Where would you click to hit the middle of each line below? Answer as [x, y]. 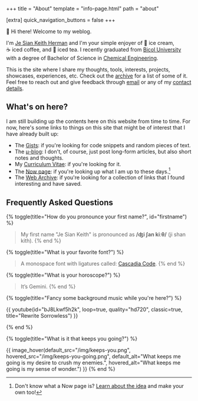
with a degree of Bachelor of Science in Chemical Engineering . [82, 58]
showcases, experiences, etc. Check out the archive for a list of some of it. [97, 76]
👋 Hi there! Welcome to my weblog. [49, 31]
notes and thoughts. [39, 158]
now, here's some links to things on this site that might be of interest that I [96, 127]
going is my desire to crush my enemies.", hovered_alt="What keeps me [93, 363]
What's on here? [37, 107]
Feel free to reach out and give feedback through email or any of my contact [99, 82]
